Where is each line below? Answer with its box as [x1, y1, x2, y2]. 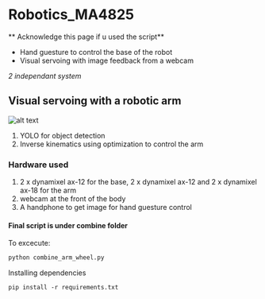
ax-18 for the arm [19, 185, 77, 196]
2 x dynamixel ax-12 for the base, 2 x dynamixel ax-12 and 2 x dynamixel [19, 177, 258, 187]
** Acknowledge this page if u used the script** [8, 32, 165, 41]
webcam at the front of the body [19, 194, 126, 204]
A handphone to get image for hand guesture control [19, 203, 193, 212]
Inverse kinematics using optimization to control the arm [19, 139, 204, 149]
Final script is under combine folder [8, 220, 129, 230]
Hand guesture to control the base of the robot [19, 47, 173, 56]
